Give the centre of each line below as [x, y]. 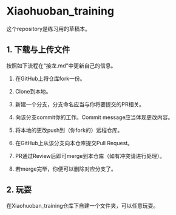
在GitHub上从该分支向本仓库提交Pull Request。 [74, 143]
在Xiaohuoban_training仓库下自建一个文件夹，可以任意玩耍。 [83, 205]
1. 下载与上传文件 [38, 50]
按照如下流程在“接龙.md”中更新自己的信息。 [61, 66]
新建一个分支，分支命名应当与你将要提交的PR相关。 [80, 104]
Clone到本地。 [33, 91]
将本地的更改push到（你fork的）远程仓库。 [69, 130]
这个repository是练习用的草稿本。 [49, 29]
